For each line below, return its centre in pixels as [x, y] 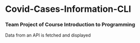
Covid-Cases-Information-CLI [68, 9]
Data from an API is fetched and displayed [48, 35]
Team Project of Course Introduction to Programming [70, 25]
